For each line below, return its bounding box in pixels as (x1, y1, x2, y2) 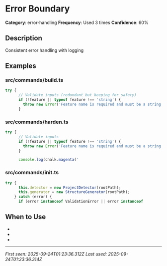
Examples (5, 62, 36, 70)
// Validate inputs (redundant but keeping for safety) (18, 93, 137, 98)
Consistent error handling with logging (5, 47, 84, 53)
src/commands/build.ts (5, 77, 64, 84)
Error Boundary (5, 3, 70, 14)
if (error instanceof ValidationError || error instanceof (18, 199, 143, 204)
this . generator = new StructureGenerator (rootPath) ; (18, 190, 130, 195)
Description (5, 34, 42, 42)
